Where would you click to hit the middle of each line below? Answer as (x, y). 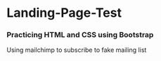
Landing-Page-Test (64, 13)
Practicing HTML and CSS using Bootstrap (80, 35)
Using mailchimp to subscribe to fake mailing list (77, 50)
